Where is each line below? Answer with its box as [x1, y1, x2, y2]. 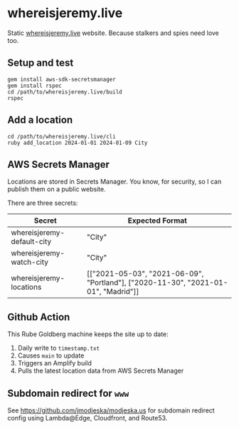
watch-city [11, 257, 48, 267]
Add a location [7, 114, 73, 126]
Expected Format [127, 216, 187, 226]
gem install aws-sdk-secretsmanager [7, 76, 116, 83]
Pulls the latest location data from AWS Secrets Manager [17, 366, 184, 375]
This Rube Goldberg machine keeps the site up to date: [7, 330, 169, 338]
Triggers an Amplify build [17, 359, 92, 368]
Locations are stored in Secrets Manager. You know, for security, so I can [7, 177, 222, 186]
